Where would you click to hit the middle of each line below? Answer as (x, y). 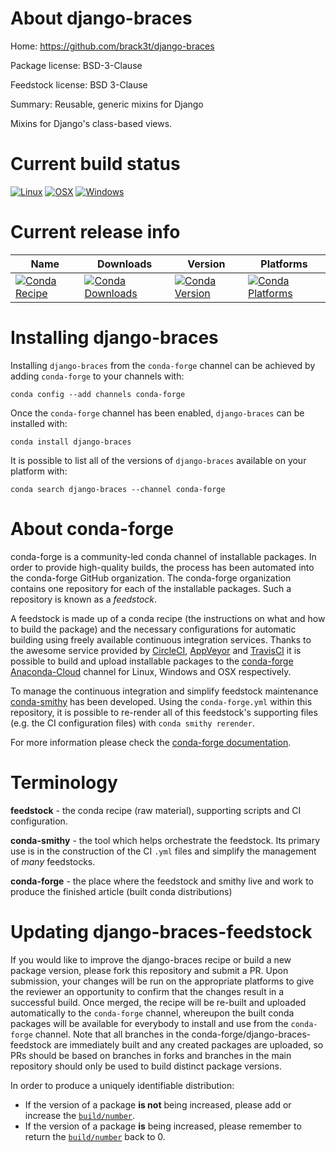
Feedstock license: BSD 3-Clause (79, 84)
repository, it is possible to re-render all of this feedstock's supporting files (164, 712)
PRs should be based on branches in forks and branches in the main (151, 1055)
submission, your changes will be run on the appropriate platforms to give (162, 981)
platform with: (39, 471)
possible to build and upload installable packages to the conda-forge (152, 661)
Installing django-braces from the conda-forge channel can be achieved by (163, 365)
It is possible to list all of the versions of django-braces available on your (158, 460)
